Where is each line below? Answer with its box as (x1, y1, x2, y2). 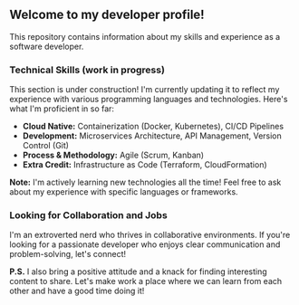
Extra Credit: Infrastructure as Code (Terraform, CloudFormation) (22, 159, 267, 170)
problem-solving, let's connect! (9, 249, 127, 260)
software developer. (9, 41, 84, 52)
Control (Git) (22, 140, 70, 151)
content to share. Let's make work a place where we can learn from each (9, 276, 283, 287)
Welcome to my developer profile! (9, 7, 206, 23)
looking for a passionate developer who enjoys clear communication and (9, 239, 281, 250)
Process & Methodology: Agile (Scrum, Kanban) (22, 149, 205, 161)
